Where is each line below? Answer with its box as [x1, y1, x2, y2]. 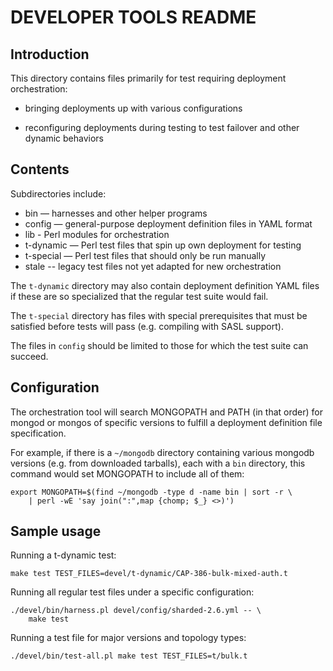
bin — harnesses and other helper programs [24, 207, 208, 219]
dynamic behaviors [24, 132, 105, 144]
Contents [10, 161, 70, 178]
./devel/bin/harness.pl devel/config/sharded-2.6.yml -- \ [10, 606, 262, 616]
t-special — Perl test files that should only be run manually [24, 249, 267, 261]
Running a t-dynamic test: [10, 549, 117, 561]
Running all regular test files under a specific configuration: [10, 586, 255, 598]
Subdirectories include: [10, 187, 107, 200]
